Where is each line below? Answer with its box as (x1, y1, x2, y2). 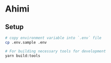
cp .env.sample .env (5, 40, 47, 45)
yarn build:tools (5, 53, 41, 58)
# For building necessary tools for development (5, 48, 106, 54)
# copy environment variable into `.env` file (5, 35, 102, 40)
